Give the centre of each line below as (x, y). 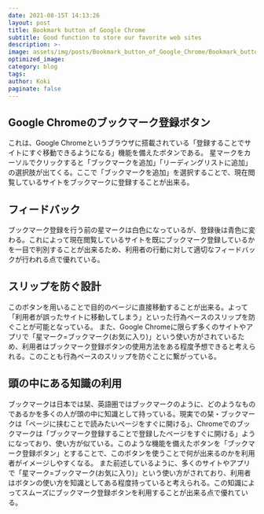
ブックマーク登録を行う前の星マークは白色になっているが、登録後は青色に (128, 230)
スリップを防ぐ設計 (55, 287)
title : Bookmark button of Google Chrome (77, 30)
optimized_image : (37, 60)
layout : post (29, 23)
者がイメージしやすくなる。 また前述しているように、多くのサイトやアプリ (129, 463)
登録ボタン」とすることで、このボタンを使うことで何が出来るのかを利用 (138, 453)
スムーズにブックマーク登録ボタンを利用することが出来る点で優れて (132, 492)
